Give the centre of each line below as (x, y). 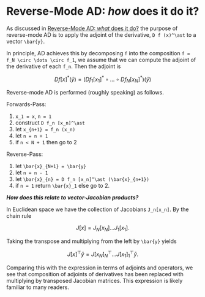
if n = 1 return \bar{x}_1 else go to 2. (62, 186)
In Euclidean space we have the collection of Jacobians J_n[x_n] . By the (98, 209)
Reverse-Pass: (25, 154)
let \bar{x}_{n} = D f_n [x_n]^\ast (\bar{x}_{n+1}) (82, 179)
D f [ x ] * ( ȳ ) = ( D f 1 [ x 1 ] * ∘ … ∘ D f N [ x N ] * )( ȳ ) (103, 79)
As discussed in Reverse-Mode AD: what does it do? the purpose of (92, 28)
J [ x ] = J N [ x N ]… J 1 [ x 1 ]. (103, 229)
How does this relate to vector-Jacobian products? (73, 198)
